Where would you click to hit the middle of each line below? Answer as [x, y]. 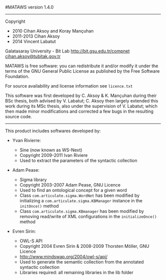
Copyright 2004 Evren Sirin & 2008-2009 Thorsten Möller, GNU [84, 246]
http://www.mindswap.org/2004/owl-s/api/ [63, 257]
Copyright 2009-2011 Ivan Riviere [54, 155]
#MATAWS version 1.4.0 [29, 7]
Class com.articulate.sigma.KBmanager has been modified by [82, 211]
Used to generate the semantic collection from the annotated [82, 262]
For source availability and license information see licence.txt [69, 86]
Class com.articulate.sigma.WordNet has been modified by [80, 195]
